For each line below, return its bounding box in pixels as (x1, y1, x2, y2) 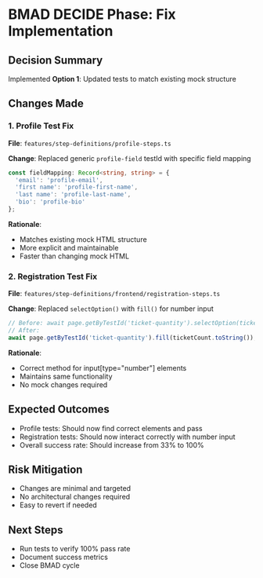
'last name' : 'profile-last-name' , (15, 191, 131, 199)
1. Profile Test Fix (8, 120, 74, 131)
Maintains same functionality (19, 371, 113, 381)
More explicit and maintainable (19, 243, 119, 252)
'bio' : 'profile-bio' (15, 198, 86, 206)
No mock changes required (19, 379, 108, 390)
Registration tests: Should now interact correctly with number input (19, 432, 236, 441)
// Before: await (8, 320, 65, 327)
